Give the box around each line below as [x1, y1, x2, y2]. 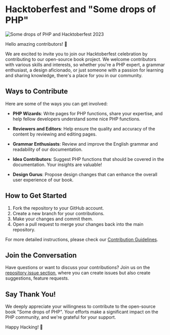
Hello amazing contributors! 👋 [5, 41, 67, 47]
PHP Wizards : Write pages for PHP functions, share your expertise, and [12, 110, 163, 116]
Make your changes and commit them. [12, 216, 93, 222]
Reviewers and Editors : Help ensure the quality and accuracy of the [12, 125, 156, 131]
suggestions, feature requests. [5, 275, 70, 281]
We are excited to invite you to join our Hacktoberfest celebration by [5, 51, 148, 57]
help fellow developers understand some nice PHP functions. [12, 116, 141, 122]
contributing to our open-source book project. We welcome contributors [5, 56, 156, 62]
